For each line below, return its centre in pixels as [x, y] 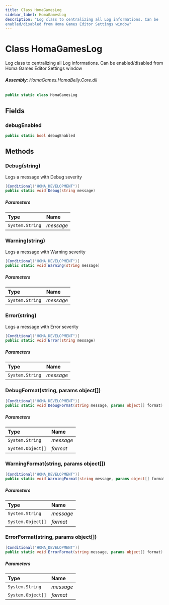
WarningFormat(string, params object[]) [55, 464]
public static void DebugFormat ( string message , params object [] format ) [84, 406]
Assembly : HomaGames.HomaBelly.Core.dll [51, 80]
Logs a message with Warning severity [45, 252]
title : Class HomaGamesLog [33, 10]
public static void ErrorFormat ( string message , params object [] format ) [84, 552]
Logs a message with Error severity [42, 327]
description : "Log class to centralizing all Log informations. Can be [82, 19]
